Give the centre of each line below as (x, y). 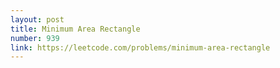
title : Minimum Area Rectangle (75, 29)
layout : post (37, 19)
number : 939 (35, 38)
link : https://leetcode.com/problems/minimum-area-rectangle (140, 47)
